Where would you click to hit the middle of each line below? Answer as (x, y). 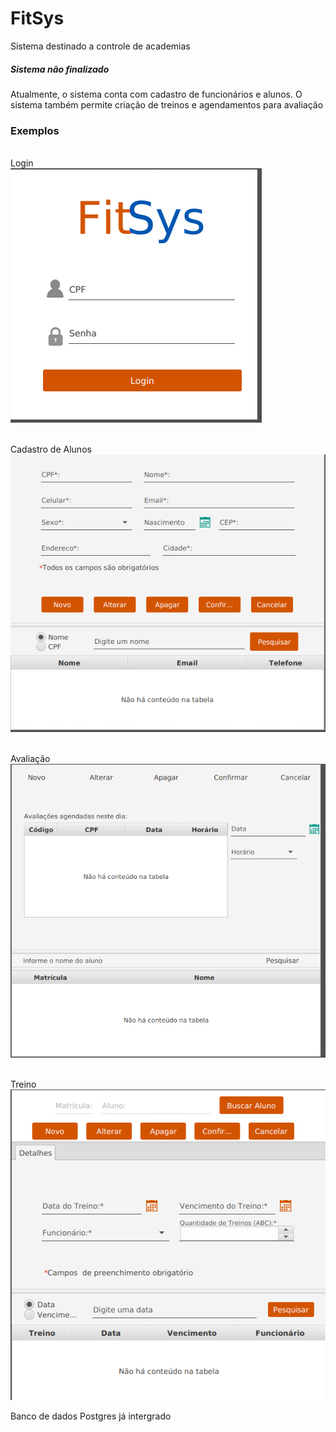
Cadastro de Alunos (51, 449)
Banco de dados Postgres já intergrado (91, 1416)
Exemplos (35, 130)
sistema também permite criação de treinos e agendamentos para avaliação (167, 104)
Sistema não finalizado (60, 69)
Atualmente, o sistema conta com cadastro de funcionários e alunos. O (156, 94)
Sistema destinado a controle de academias (100, 46)
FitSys (37, 18)
